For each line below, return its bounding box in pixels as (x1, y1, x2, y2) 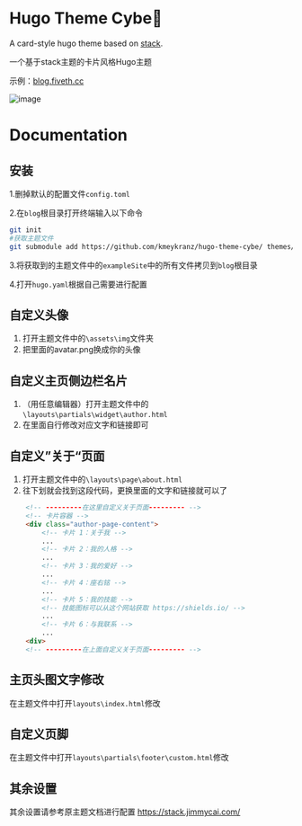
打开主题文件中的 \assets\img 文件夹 (22, 333, 155, 344)
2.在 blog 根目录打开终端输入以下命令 (9, 207, 144, 218)
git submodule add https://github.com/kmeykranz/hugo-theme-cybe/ (9, 242, 263, 251)
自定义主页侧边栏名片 (9, 373, 128, 388)
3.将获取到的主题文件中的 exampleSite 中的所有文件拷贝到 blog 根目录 (9, 260, 258, 271)
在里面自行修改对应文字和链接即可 (22, 420, 149, 431)
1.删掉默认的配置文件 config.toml (9, 188, 130, 199)
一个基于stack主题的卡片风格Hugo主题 (9, 56, 153, 67)
